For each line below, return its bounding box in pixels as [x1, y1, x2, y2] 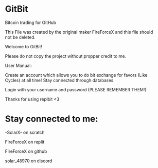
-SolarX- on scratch [5, 129, 45, 135]
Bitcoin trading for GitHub [5, 20, 56, 25]
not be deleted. [5, 34, 35, 40]
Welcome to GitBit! [5, 43, 42, 49]
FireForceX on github [5, 148, 47, 154]
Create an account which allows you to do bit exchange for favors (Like [5, 72, 148, 78]
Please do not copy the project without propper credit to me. [5, 53, 126, 59]
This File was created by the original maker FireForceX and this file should [5, 29, 153, 35]
